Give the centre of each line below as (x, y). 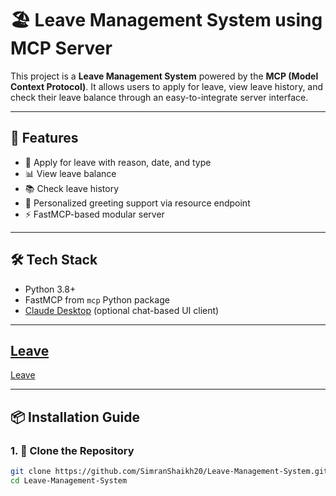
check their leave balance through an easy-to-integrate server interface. (159, 97)
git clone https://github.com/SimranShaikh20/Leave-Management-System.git (169, 472)
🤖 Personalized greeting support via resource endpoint (137, 203)
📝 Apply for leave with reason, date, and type (118, 162)
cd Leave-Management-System (69, 480)
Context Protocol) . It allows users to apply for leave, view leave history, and (167, 86)
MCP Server (61, 48)
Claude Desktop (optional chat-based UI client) (122, 310)
